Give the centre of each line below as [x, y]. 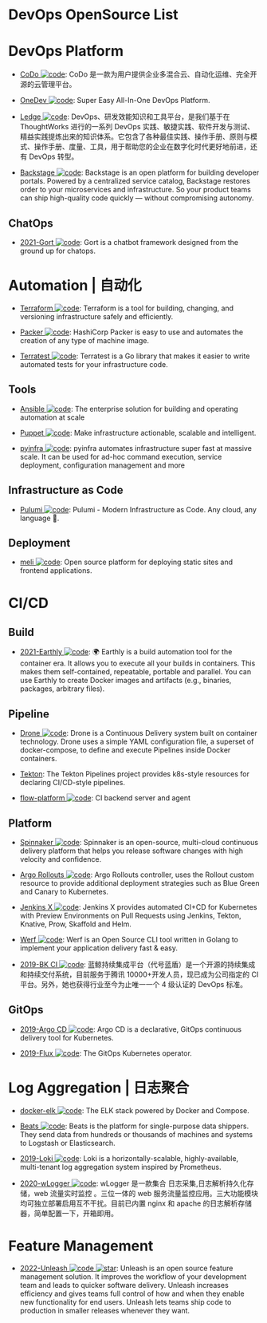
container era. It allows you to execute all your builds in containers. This [137, 663]
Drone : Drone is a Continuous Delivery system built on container [138, 733]
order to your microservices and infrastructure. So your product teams [135, 190]
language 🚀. [39, 518]
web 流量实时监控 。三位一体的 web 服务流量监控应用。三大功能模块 [146, 1193]
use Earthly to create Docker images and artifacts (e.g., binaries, [126, 681]
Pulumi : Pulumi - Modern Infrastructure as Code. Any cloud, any [138, 509]
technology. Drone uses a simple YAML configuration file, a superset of [137, 742]
